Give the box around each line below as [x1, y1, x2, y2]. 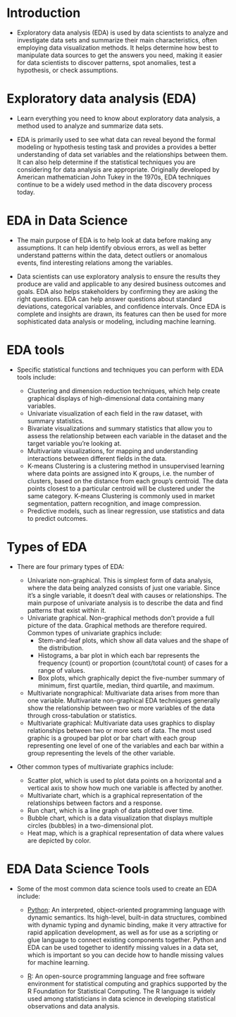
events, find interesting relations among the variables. [16, 258, 173, 266]
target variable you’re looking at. [27, 439, 122, 447]
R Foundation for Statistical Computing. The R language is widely [27, 987, 216, 995]
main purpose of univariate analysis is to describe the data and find [27, 599, 223, 607]
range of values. [37, 666, 85, 674]
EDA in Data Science [6, 213, 128, 229]
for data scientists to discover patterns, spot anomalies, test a [16, 58, 197, 66]
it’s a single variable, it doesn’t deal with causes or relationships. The [27, 591, 227, 599]
